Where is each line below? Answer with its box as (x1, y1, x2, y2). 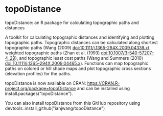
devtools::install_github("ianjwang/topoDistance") (5, 105, 105, 111)
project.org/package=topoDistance (5, 85, 76, 91)
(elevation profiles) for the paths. (5, 70, 71, 76)
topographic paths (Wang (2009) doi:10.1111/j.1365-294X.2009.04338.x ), (5, 45, 151, 50)
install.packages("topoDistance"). (5, 91, 73, 96)
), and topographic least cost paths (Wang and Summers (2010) (15, 55, 143, 61)
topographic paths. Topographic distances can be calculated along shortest (5, 39, 158, 45)
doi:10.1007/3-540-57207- (101, 50, 154, 56)
